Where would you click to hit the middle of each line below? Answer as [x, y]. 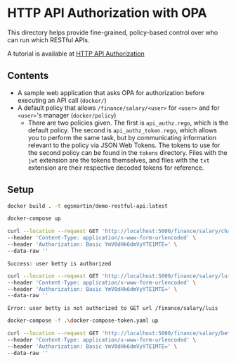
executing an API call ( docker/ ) [62, 100]
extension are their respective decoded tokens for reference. [116, 168]
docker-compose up [34, 219]
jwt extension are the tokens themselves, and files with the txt [119, 160]
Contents [28, 76]
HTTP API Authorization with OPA [107, 13]
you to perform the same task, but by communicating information [122, 137]
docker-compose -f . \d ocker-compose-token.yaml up [83, 321]
